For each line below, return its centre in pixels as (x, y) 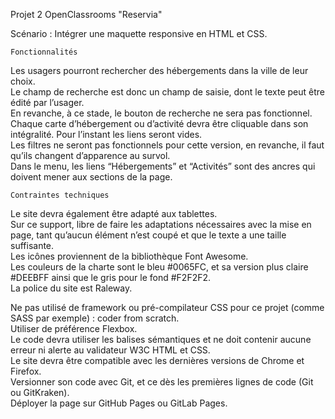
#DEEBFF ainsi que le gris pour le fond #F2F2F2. (111, 277)
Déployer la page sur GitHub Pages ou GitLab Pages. (119, 403)
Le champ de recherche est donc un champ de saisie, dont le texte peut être (167, 92)
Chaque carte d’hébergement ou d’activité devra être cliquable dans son (159, 123)
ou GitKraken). (40, 392)
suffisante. (32, 245)
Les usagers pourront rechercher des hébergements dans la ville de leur (159, 70)
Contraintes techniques (60, 195)
